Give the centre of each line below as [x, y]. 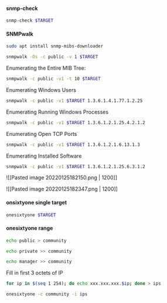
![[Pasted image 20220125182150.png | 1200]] [62, 178]
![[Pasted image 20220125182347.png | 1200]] [62, 189]
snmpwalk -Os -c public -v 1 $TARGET [52, 57]
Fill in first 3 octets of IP [35, 273]
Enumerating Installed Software [44, 156]
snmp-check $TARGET [30, 21]
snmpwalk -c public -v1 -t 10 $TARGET [53, 79]
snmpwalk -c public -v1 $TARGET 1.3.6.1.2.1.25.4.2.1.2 [76, 122]
